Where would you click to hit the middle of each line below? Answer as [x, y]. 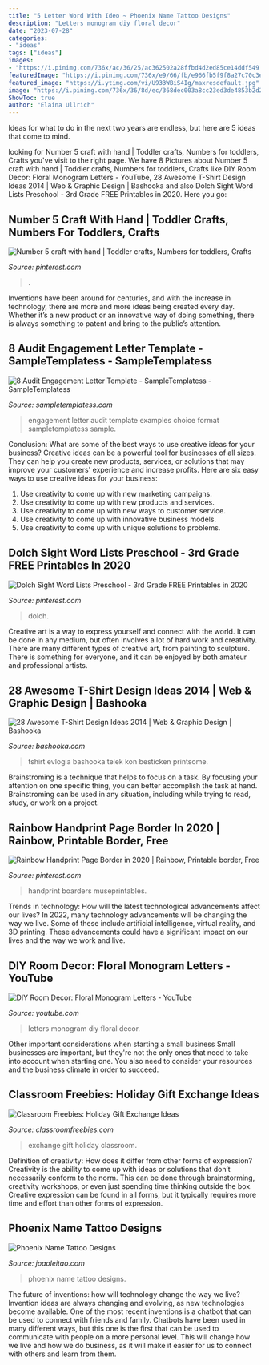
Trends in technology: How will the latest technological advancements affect [134, 907]
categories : [28, 38]
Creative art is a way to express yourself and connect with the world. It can [132, 631]
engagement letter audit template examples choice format [124, 420]
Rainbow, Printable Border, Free [88, 841]
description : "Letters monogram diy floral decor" [94, 23]
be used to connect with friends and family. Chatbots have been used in [127, 1319]
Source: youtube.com [44, 1013]
